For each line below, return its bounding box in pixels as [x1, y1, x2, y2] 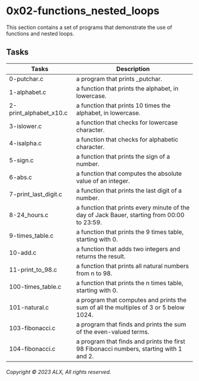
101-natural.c [9, 303, 49, 311]
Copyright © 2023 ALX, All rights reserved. [6, 369, 111, 376]
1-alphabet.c [9, 88, 46, 96]
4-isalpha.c [9, 139, 42, 147]
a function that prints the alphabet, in [76, 84, 179, 92]
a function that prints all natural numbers [76, 261, 190, 270]
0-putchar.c [9, 75, 44, 83]
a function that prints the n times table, [76, 279, 184, 287]
